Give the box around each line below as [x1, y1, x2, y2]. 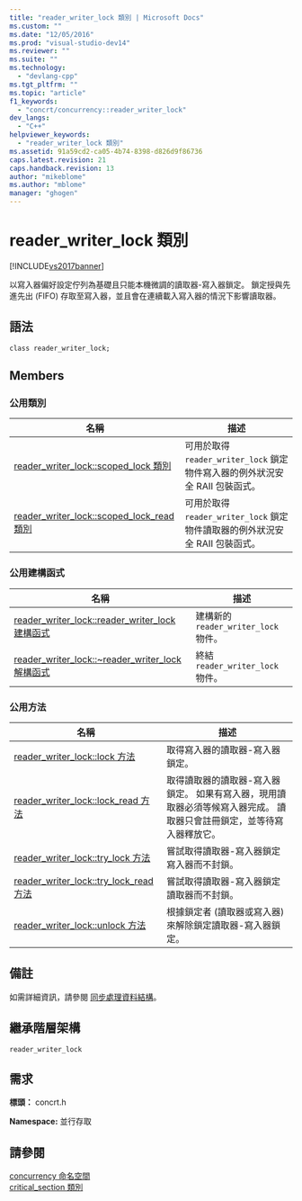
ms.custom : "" [9, 22, 63, 31]
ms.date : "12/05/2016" [9, 30, 94, 39]
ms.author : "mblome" [9, 181, 87, 190]
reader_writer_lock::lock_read [13, 794, 139, 807]
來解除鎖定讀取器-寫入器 [165, 919, 272, 932]
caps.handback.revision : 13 [9, 164, 115, 173]
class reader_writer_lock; [9, 344, 111, 353]
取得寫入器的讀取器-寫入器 [165, 744, 281, 757]
